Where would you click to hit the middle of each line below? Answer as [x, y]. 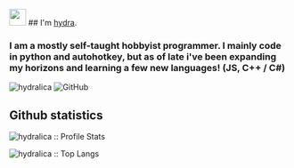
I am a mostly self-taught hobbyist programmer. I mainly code [146, 45]
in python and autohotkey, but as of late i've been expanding [143, 56]
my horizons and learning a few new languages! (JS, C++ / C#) [147, 68]
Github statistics [56, 115]
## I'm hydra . [53, 23]
